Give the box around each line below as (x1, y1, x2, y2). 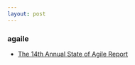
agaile (7, 33, 29, 43)
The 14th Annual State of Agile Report (17, 49, 129, 58)
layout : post (7, 10, 46, 18)
